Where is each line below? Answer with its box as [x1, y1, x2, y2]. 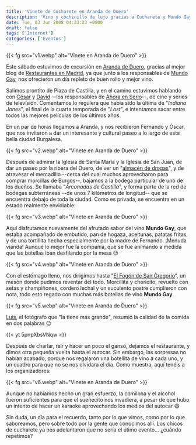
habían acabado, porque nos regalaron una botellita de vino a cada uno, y [6, 355, 184, 362]
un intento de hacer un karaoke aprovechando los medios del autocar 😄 [6, 402, 180, 409]
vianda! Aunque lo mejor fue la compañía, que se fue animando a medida [6, 244, 182, 250]
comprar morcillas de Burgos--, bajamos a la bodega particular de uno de [6, 177, 183, 184]
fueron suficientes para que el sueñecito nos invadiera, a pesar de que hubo [6, 396, 190, 403]
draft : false [6, 25, 38, 31]
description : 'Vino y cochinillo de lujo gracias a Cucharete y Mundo [6, 14, 181, 20]
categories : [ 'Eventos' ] [6, 36, 66, 42]
